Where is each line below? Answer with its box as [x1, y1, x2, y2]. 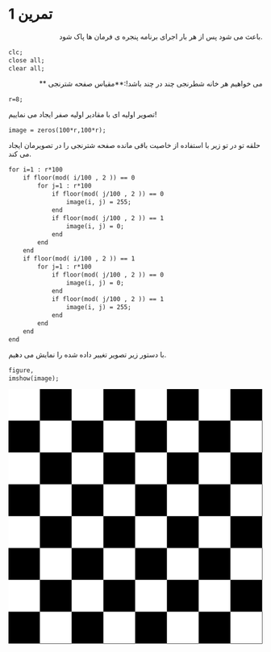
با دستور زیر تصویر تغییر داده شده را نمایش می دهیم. [8, 349, 167, 359]
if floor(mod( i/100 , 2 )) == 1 [23, 254, 135, 263]
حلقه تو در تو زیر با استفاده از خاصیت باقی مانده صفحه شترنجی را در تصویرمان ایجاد [8, 140, 261, 150]
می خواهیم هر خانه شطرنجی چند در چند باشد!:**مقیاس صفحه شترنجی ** [39, 78, 263, 88]
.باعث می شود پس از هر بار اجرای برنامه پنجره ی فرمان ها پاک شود [59, 32, 263, 41]
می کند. [8, 149, 32, 159]
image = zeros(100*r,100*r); [8, 126, 106, 134]
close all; [8, 56, 45, 65]
